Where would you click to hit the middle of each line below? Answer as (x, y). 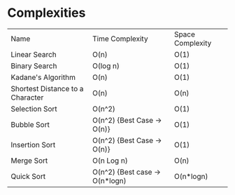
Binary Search (34, 66)
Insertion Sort (33, 144)
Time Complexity (120, 39)
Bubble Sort (30, 124)
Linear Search (34, 54)
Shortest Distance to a (47, 88)
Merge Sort (29, 161)
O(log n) (106, 66)
